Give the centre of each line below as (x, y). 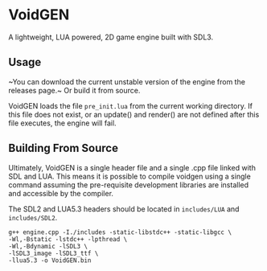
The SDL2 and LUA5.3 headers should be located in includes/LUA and (124, 209)
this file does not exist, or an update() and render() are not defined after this (134, 114)
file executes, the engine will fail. (62, 123)
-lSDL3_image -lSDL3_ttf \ (53, 253)
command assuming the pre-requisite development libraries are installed (129, 185)
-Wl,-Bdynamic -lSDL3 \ (48, 246)
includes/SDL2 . (33, 217)
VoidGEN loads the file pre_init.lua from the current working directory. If (131, 105)
